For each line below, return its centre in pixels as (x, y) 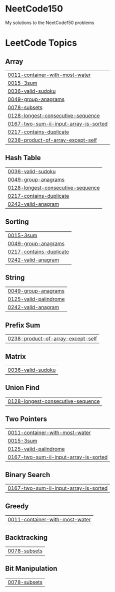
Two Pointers (26, 419)
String (15, 277)
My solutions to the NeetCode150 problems (50, 23)
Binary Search (28, 475)
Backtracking (26, 537)
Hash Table (23, 158)
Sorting (17, 222)
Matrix (15, 356)
